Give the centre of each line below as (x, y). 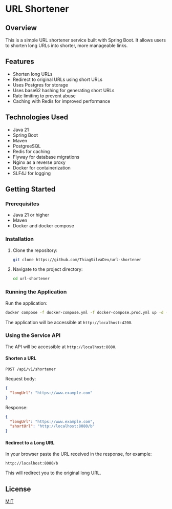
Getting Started (30, 189)
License (18, 489)
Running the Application (36, 292)
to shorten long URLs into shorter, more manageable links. (67, 46)
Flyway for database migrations (46, 157)
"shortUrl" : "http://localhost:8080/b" (52, 426)
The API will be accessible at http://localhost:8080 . (61, 347)
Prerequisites (22, 204)
